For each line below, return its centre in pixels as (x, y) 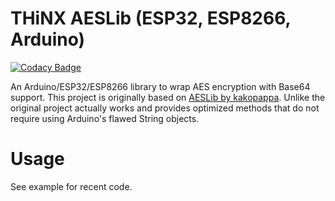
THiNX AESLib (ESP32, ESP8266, (151, 18)
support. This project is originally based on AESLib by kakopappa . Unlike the (168, 97)
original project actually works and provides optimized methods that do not (165, 108)
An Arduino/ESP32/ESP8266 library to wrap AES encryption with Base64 (160, 86)
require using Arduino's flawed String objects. (105, 118)
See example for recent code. (71, 186)
